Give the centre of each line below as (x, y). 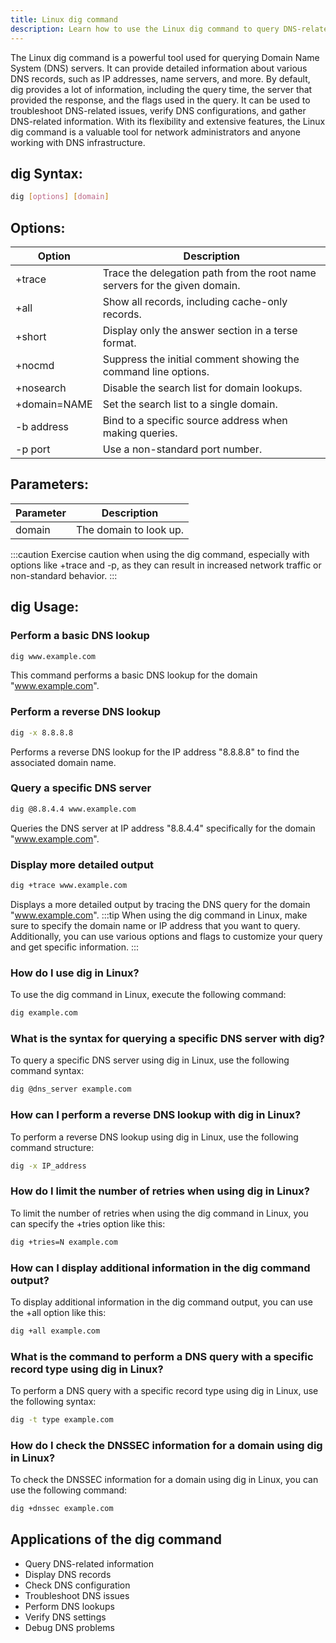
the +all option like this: (58, 1312)
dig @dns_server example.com (71, 1089)
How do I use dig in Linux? (75, 973)
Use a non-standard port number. (182, 449)
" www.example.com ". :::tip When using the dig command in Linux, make (159, 915)
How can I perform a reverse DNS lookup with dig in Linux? (156, 1115)
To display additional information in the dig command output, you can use (161, 1302)
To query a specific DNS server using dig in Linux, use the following (150, 1060)
